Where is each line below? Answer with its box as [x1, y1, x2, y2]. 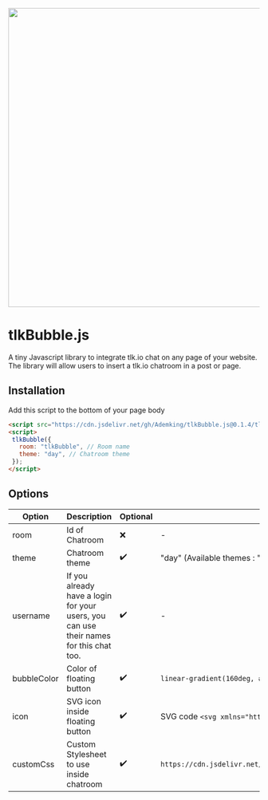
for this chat [66, 640, 112, 651]
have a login [66, 590, 112, 601]
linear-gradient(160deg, [160, 674, 255, 683]
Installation [8, 384, 65, 398]
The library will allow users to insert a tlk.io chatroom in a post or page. [8, 361, 242, 370]
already [66, 580, 95, 591]
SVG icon [66, 696, 101, 707]
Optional [119, 510, 153, 522]
